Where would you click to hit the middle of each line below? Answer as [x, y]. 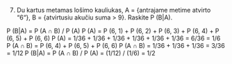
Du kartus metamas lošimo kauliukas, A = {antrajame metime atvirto [114, 10]
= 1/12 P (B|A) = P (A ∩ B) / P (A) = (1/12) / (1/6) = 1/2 [81, 53]
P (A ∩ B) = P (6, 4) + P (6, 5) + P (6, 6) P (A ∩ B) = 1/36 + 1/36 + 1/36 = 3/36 [116, 46]
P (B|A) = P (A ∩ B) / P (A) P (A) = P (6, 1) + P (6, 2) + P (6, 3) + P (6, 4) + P [113, 31]
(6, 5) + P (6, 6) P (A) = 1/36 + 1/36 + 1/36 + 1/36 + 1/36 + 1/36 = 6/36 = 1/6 [114, 38]
